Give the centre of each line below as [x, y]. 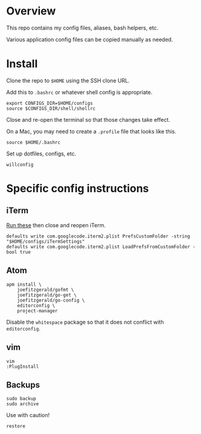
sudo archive [23, 404]
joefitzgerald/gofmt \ [46, 290]
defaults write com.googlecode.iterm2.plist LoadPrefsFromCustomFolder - [101, 247]
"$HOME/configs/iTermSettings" [46, 241]
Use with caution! [28, 415]
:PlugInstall [23, 366]
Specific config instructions [78, 189]
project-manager [38, 311]
